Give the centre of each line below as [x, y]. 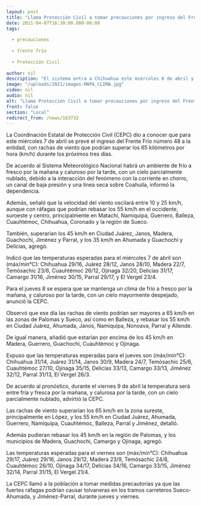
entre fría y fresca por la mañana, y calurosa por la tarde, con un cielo [92, 393]
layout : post [22, 12]
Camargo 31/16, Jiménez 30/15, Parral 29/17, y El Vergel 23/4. [82, 277]
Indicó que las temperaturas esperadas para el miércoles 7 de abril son [94, 258]
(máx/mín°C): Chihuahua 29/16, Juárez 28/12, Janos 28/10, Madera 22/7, [96, 264]
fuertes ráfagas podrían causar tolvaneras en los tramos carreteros [89, 490]
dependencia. [23, 191]
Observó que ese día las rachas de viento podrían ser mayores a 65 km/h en [100, 313]
